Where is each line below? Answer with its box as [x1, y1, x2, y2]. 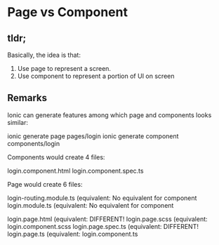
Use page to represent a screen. [17, 65, 111, 72]
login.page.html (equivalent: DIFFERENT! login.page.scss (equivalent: [7, 215, 208, 223]
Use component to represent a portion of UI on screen [17, 72, 175, 80]
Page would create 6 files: [7, 180, 83, 188]
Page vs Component [7, 4, 128, 20]
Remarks [7, 92, 48, 104]
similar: [7, 118, 28, 126]
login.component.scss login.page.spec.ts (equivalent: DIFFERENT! [7, 222, 199, 230]
